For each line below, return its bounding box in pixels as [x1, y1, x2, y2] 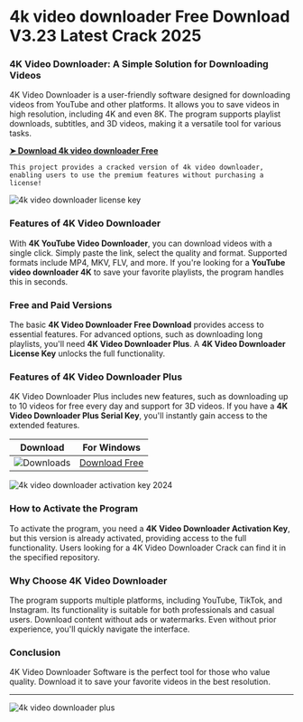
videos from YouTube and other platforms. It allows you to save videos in [9, 99, 280, 110]
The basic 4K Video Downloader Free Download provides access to [9, 319, 264, 331]
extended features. [9, 420, 80, 431]
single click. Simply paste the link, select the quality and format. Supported [9, 247, 288, 258]
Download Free [79, 456, 144, 469]
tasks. [9, 128, 32, 139]
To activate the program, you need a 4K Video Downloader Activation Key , [9, 522, 290, 534]
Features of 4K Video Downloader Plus [9, 370, 183, 383]
